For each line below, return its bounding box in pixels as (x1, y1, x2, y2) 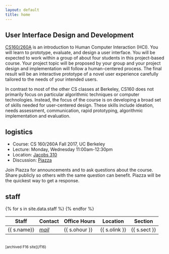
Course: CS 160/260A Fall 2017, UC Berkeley (12, 141, 105, 147)
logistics (5, 127, 33, 136)
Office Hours (64, 218, 96, 225)
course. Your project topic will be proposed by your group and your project (5, 60, 161, 66)
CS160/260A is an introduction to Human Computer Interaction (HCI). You (5, 44, 158, 50)
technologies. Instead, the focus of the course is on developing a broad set (5, 97, 161, 103)
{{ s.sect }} (131, 226, 156, 233)
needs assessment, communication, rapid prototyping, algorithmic (5, 108, 143, 114)
